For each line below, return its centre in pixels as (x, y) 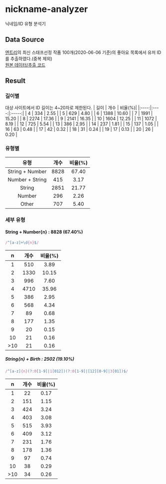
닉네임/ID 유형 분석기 (25, 23)
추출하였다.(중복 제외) (31, 58)
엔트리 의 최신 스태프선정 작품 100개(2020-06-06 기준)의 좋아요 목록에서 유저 (81, 52)
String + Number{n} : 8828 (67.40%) (44, 232)
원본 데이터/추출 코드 (25, 65)
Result (15, 81)
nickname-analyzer (47, 9)
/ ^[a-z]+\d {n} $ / (22, 242)
